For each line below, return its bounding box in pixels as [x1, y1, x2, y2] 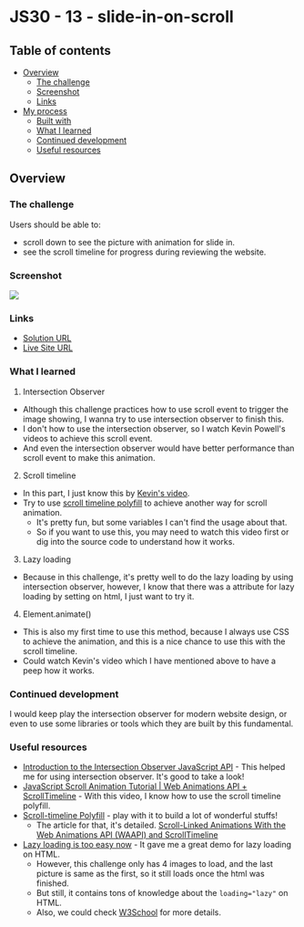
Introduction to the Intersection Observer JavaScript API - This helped [22, 762, 286, 773]
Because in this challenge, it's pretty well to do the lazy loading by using [22, 571, 294, 582]
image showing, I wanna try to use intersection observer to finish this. [22, 413, 285, 424]
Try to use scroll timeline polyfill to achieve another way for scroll [22, 497, 268, 508]
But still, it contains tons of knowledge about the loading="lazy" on [35, 888, 289, 899]
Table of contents [9, 43, 111, 58]
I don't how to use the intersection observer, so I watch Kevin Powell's [22, 422, 286, 434]
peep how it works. [22, 664, 96, 676]
